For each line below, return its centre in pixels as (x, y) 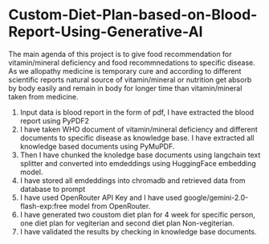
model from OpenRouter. (110, 205)
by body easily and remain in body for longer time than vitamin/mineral (125, 88)
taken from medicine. (43, 96)
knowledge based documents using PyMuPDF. (97, 146)
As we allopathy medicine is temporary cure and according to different (125, 71)
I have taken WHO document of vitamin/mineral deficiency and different (139, 129)
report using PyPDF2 (55, 120)
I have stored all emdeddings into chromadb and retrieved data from (133, 180)
